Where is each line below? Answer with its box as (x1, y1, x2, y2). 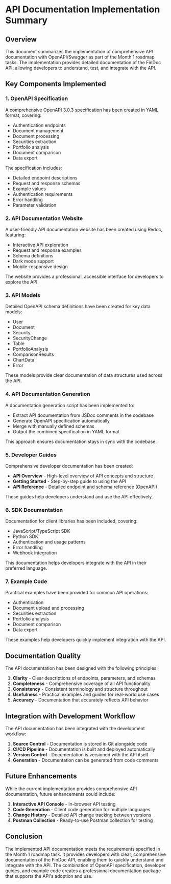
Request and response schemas (12, 180, 81, 186)
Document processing (12, 133, 60, 139)
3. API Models (5, 291, 41, 298)
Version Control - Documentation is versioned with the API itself (12, 752, 149, 758)
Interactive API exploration (12, 242, 69, 248)
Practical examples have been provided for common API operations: (5, 590, 149, 596)
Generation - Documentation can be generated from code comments (12, 757, 159, 764)
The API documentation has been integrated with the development (5, 726, 145, 732)
